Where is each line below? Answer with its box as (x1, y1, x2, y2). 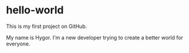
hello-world (6, 3, 64, 17)
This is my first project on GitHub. (6, 23, 87, 30)
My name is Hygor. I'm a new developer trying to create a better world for (6, 34, 183, 41)
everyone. (6, 40, 30, 47)
